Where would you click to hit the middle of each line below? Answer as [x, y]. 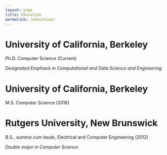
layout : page [19, 10]
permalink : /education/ [30, 19]
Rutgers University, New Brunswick [81, 123]
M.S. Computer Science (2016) [37, 103]
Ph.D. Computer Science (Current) [41, 58]
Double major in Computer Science [42, 147]
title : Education [24, 15]
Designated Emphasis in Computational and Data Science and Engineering [83, 68]
